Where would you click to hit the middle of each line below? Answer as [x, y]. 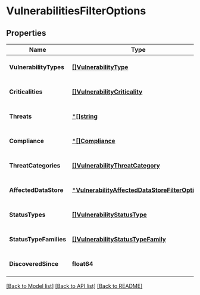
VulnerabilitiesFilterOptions [76, 11]
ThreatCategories [35, 165]
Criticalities [26, 92]
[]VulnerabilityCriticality [107, 92]
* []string [85, 116]
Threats [21, 116]
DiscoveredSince [34, 264]
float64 [82, 264]
